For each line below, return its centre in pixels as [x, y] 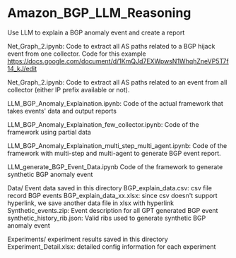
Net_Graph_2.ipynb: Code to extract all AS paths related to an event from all [117, 82]
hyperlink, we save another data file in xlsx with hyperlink [91, 203]
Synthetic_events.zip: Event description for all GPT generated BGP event [113, 210]
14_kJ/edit [22, 68]
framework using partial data [49, 132]
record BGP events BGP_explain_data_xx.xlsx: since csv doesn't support [112, 195]
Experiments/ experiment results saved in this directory [88, 239]
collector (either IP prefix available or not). [69, 90]
